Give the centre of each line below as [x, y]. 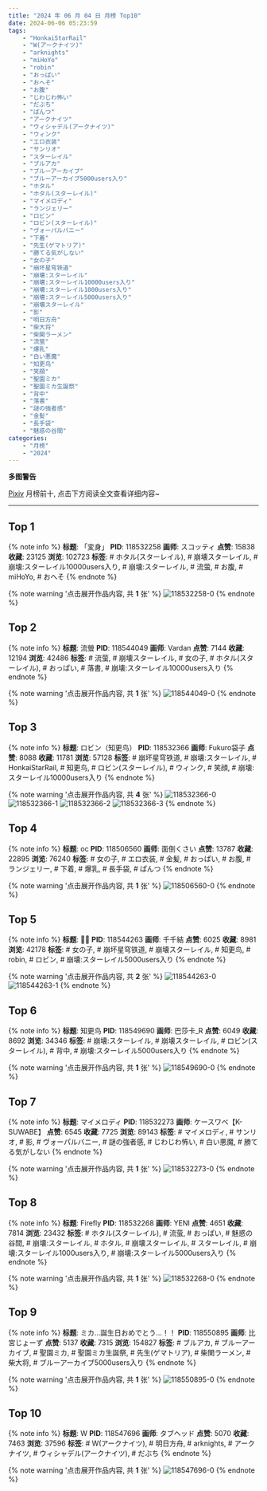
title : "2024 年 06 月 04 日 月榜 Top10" [75, 16]
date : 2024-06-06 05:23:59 [53, 23]
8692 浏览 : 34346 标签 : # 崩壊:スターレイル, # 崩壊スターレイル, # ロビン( [130, 1041]
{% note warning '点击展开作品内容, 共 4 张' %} [86, 794]
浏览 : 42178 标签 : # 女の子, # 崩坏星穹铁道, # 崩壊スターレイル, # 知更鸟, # [130, 950]
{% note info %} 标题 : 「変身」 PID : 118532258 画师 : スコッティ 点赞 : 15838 [132, 547]
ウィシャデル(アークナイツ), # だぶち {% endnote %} [126, 1454]
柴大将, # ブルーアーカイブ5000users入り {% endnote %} [103, 1362]
